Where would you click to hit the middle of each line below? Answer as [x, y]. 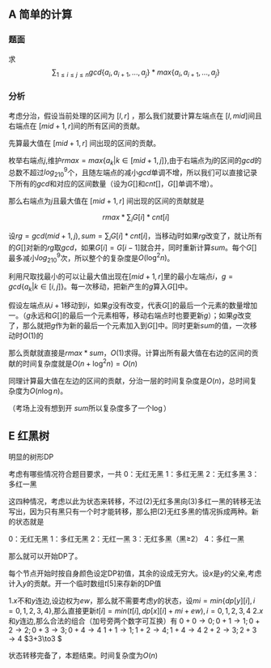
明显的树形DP [31, 457]
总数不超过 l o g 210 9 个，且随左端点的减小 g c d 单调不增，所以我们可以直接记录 [133, 172]
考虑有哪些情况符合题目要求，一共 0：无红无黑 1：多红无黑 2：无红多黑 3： [134, 474]
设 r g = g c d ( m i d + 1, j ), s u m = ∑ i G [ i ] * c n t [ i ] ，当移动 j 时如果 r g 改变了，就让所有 [135, 236]
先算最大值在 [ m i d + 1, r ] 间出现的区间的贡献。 [84, 143]
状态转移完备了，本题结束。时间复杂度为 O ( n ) [83, 656]
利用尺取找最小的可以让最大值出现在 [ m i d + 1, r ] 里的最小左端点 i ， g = [121, 276]
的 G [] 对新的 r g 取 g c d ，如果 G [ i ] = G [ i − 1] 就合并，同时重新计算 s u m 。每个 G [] [133, 247]
